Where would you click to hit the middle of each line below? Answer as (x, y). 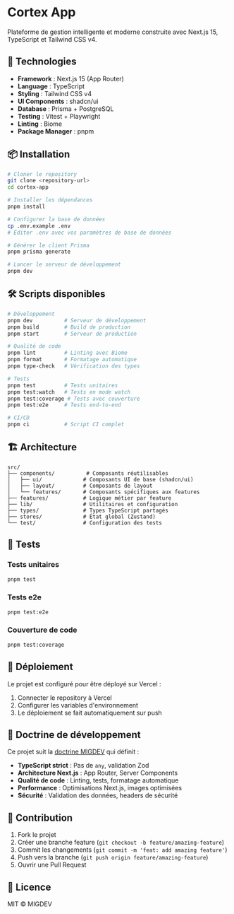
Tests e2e (25, 597)
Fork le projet (37, 835)
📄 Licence (29, 887)
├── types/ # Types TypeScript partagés (88, 510)
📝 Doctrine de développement (74, 735)
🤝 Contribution (40, 818)
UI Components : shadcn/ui (58, 101)
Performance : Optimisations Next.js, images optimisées (99, 788)
